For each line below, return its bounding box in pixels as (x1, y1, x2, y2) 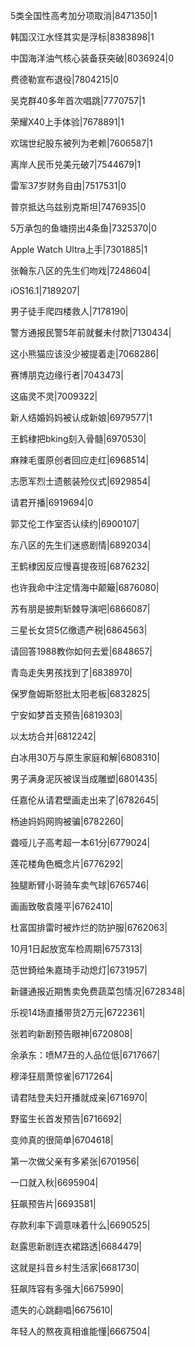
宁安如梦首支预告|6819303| (10, 709, 123, 721)
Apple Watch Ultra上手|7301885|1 (10, 244, 148, 255)
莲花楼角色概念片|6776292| (10, 858, 124, 869)
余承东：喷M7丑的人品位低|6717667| (10, 1049, 161, 1061)
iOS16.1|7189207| (10, 285, 80, 296)
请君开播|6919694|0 (10, 497, 94, 508)
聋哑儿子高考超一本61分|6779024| (10, 837, 151, 848)
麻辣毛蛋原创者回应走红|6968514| (10, 454, 150, 466)
